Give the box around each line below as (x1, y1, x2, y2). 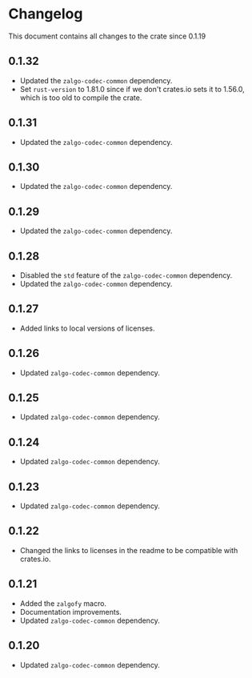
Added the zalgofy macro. (19, 598, 106, 608)
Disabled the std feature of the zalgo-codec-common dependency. (19, 271, 233, 280)
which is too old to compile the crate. (19, 93, 142, 102)
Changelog (8, 5, 83, 23)
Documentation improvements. (19, 607, 122, 616)
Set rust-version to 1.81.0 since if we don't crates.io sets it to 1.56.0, (19, 84, 246, 94)
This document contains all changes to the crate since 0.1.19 (8, 31, 206, 41)
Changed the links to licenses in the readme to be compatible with (19, 545, 238, 555)
